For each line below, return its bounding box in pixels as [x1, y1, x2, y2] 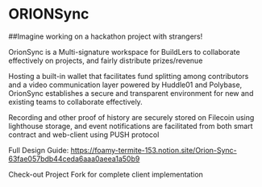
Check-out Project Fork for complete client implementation [8, 169, 204, 179]
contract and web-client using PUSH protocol [8, 130, 160, 139]
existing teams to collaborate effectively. [8, 97, 143, 106]
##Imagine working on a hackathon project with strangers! [8, 31, 203, 41]
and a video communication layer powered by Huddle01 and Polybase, [8, 80, 243, 89]
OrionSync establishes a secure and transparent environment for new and [8, 88, 254, 98]
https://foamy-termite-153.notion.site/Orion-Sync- [70, 145, 238, 155]
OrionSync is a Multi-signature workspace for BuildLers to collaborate [8, 47, 240, 56]
